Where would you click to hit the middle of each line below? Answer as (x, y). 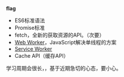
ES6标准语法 (30, 20)
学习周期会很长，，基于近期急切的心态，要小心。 (64, 68)
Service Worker (33, 49)
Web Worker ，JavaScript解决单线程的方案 (66, 42)
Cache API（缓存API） (42, 56)
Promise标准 (30, 28)
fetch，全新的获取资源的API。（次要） (59, 35)
